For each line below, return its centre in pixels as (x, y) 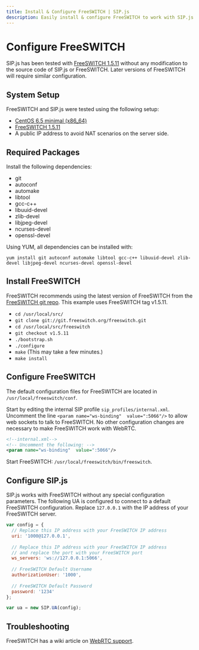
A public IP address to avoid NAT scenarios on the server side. (92, 134)
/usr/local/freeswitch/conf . (42, 397)
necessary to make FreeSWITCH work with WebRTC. (71, 428)
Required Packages (43, 152)
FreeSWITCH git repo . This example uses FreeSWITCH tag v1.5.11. (87, 302)
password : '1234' (33, 591)
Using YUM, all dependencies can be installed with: (70, 247)
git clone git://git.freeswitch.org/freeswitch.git (80, 320)
